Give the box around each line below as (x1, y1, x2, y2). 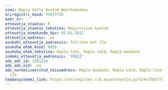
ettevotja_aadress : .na (5, 35, 55, 40)
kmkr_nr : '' (5, 16, 30, 21)
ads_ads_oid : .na (5, 63, 41, 68)
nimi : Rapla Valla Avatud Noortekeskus (5, 7, 88, 12)
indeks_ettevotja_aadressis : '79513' (5, 53, 84, 59)
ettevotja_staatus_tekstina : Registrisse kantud (5, 26, 108, 31)
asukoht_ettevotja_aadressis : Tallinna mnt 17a (5, 40, 106, 45)
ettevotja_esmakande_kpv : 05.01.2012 (5, 30, 84, 35)
